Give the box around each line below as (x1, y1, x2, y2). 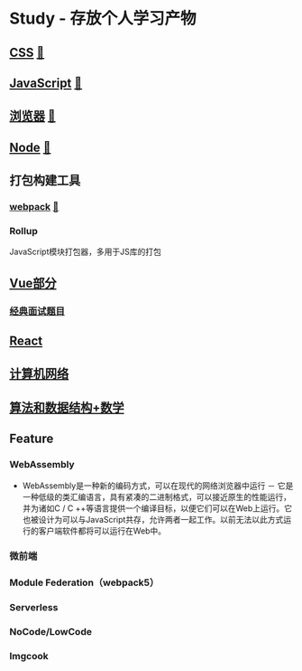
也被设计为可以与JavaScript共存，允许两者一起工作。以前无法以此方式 (22, 514, 284, 525)
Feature (9, 431, 54, 447)
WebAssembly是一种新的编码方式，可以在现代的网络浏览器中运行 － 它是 (22, 480, 294, 491)
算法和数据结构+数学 (9, 400, 124, 415)
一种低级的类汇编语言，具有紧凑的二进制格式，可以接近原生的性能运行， (22, 491, 291, 502)
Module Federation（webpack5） (9, 576, 160, 589)
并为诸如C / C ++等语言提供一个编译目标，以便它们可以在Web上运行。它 (22, 503, 293, 514)
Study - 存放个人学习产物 (9, 8, 197, 29)
